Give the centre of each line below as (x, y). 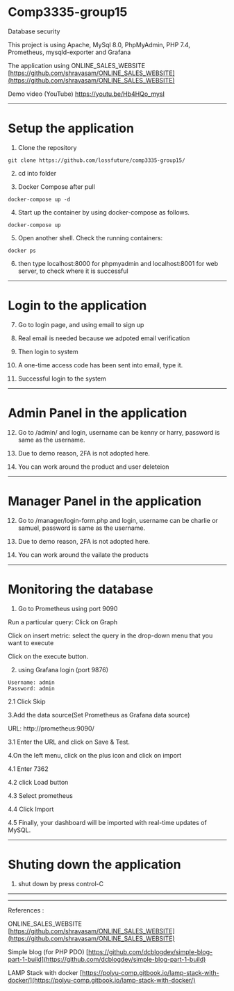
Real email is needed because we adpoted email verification (104, 338)
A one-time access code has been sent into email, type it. (100, 365)
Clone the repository (47, 147)
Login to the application (77, 306)
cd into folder (37, 173)
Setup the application (71, 128)
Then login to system (48, 351)
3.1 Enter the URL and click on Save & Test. (69, 742)
